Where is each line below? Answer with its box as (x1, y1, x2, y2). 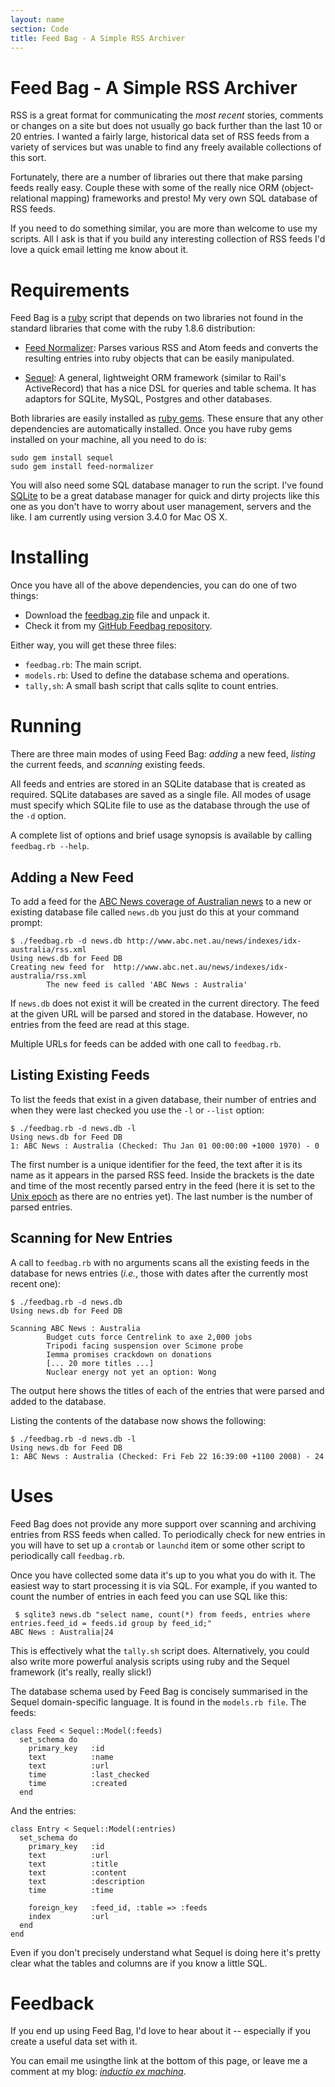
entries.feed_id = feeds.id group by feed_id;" (10, 1618, 213, 1628)
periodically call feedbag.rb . (10, 1549, 125, 1561)
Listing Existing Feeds (10, 1067, 150, 1084)
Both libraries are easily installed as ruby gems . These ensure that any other (10, 412, 324, 425)
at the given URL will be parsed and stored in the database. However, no (10, 1007, 308, 1020)
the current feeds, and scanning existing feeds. (10, 759, 206, 771)
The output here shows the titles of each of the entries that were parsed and (10, 1384, 325, 1396)
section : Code (10, 24, 70, 34)
